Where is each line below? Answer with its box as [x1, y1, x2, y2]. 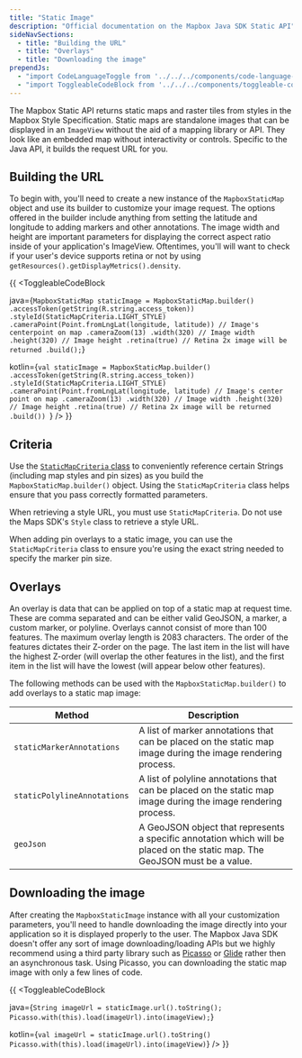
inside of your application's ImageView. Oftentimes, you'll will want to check [9, 241, 290, 252]
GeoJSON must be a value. [138, 855, 253, 868]
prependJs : [9, 64, 50, 73]
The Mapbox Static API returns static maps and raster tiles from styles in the [9, 105, 292, 115]
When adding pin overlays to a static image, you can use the [9, 534, 234, 545]
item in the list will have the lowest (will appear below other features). [9, 661, 266, 671]
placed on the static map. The [138, 844, 264, 856]
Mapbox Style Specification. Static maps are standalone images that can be [9, 114, 289, 125]
